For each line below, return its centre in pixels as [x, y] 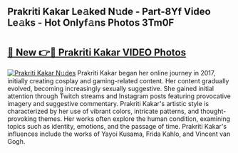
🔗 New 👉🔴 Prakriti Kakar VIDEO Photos [97, 52]
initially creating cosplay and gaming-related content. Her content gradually [118, 81]
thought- [213, 111]
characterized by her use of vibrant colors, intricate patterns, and [103, 111]
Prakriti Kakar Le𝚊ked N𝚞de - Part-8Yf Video [109, 12]
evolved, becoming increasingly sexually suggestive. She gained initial [111, 89]
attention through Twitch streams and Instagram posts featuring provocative [119, 96]
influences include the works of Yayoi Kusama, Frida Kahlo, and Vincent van [119, 134]
